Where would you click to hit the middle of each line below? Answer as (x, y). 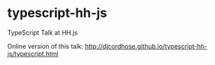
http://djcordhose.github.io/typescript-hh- (146, 46)
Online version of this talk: (45, 46)
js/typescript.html (33, 54)
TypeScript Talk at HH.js (42, 32)
